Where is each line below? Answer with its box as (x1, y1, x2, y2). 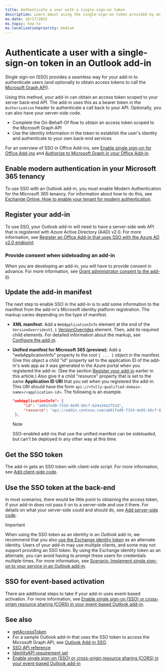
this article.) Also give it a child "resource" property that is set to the (12, 373, 151, 379)
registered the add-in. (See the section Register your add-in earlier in (12, 367, 154, 373)
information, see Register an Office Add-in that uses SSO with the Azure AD (5, 234, 160, 240)
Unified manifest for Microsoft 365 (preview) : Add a (12, 347, 121, 353)
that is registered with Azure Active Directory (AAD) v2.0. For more (5, 229, 141, 235)
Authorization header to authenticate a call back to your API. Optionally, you (5, 105, 162, 111)
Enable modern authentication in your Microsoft (5, 165, 156, 173)
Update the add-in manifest (5, 288, 92, 297)
